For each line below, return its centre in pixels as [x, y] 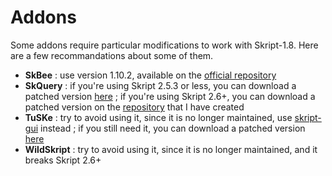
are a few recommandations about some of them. [112, 55]
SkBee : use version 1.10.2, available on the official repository [150, 75]
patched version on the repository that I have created [134, 107]
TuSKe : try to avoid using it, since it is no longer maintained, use [158, 117]
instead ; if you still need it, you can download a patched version [173, 128]
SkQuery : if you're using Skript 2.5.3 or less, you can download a [160, 85]
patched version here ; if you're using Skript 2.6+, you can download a [170, 96]
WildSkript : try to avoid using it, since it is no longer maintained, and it [171, 149]
